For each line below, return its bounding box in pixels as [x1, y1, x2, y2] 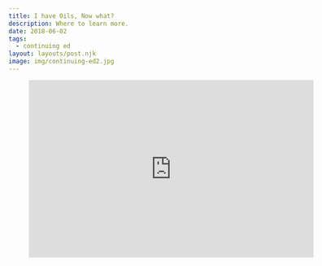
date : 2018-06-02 [8, 27, 67, 35]
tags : [8, 34, 27, 43]
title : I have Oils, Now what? [8, 11, 115, 20]
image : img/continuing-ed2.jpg [8, 58, 115, 66]
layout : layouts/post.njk [8, 50, 96, 58]
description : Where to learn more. [8, 20, 129, 28]
